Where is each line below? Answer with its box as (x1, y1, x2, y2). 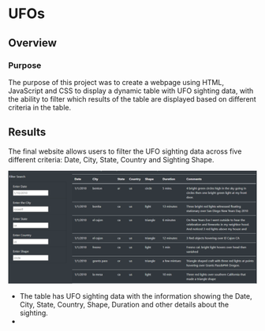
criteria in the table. (8, 102, 72, 112)
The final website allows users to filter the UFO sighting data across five (8, 147, 242, 156)
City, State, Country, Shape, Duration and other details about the (19, 300, 230, 310)
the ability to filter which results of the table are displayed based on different (8, 94, 256, 103)
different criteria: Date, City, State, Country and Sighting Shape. (8, 154, 215, 164)
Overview (8, 36, 58, 50)
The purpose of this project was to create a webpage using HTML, (8, 77, 225, 87)
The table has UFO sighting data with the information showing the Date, (19, 292, 252, 301)
